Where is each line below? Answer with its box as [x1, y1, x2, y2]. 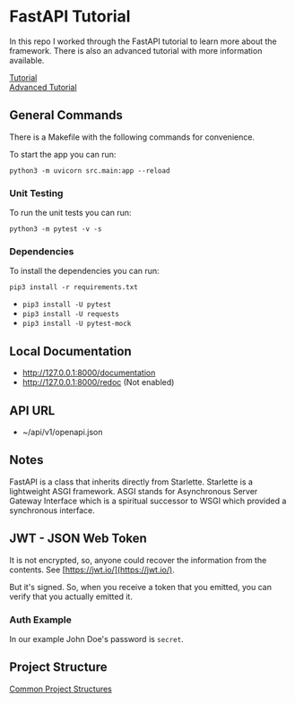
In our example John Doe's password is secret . [9, 633, 184, 644]
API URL [9, 403, 56, 418]
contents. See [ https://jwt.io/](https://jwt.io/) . [9, 564, 175, 575]
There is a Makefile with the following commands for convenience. [9, 132, 256, 142]
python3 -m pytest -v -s [9, 225, 102, 234]
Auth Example [9, 613, 72, 626]
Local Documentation [9, 343, 132, 359]
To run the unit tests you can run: [9, 208, 132, 219]
